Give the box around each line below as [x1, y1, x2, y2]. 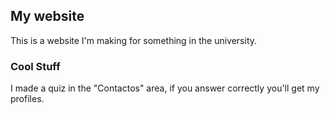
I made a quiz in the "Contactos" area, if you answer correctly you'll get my [10, 82, 320, 94]
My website [10, 8, 85, 25]
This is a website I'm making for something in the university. [10, 34, 258, 46]
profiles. [10, 93, 45, 105]
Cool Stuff [10, 59, 61, 73]
